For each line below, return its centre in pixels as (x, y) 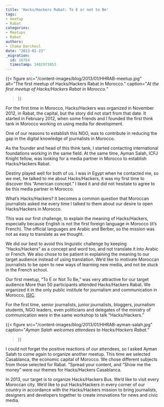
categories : (18, 28)
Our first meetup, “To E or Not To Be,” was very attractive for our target (77, 280)
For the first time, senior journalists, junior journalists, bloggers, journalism (80, 305)
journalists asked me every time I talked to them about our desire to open (79, 204)
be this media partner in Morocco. (40, 189)
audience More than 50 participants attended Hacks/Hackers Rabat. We (78, 285)
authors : (14, 42)
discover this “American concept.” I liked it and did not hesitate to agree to (80, 184)
